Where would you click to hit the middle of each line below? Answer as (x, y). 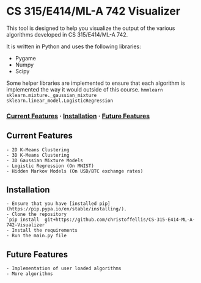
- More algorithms (30, 274)
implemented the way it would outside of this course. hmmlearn (85, 89)
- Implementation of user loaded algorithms (64, 269)
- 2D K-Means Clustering (38, 150)
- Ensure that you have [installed (52, 204)
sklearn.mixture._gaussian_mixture (52, 95)
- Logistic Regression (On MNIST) (50, 166)
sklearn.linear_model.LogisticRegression (60, 101)
